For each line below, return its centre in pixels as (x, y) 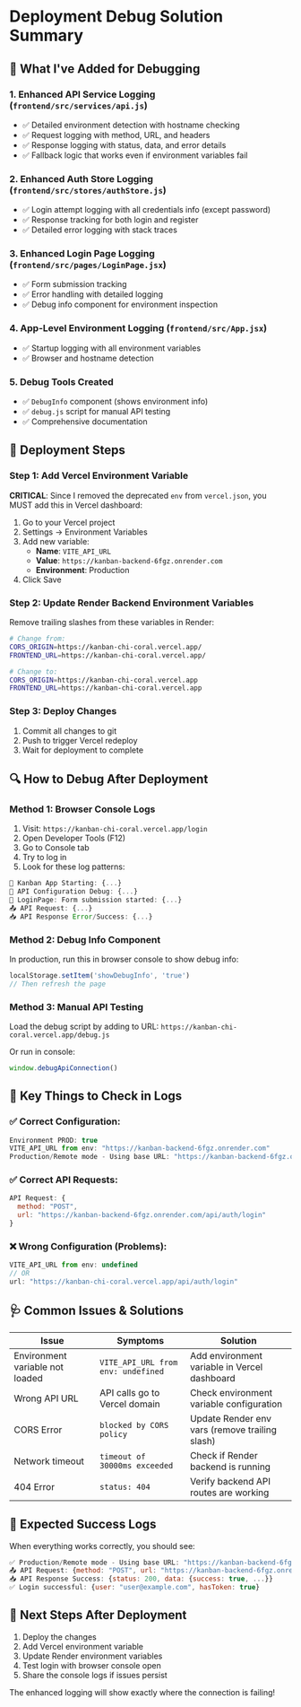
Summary (46, 35)
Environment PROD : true (54, 1140)
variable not (39, 1367)
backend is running (230, 1467)
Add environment (226, 1355)
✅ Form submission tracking (74, 284)
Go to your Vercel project (69, 522)
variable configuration (236, 1404)
